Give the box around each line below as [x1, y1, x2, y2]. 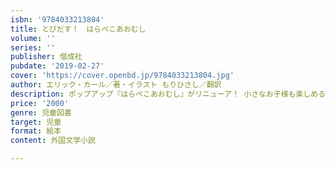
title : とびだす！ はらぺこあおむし [10, 24, 147, 34]
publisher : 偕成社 [10, 52, 83, 62]
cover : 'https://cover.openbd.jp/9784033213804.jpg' [10, 71, 235, 81]
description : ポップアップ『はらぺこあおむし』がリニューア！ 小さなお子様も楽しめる [10, 89, 327, 99]
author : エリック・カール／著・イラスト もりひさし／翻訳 [10, 80, 222, 90]
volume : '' [10, 33, 56, 43]
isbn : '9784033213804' [10, 14, 105, 25]
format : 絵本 [10, 126, 62, 136]
